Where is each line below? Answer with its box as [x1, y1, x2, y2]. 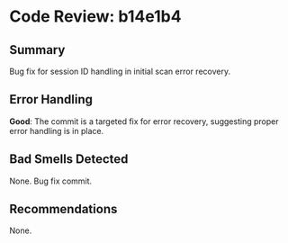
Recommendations [9, 202, 118, 217]
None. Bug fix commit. [9, 175, 93, 186]
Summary [9, 42, 66, 58]
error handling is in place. [9, 125, 104, 136]
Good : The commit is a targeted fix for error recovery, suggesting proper [9, 115, 279, 127]
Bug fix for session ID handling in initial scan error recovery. [9, 66, 231, 76]
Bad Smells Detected [9, 151, 129, 167]
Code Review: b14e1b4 [9, 6, 182, 27]
